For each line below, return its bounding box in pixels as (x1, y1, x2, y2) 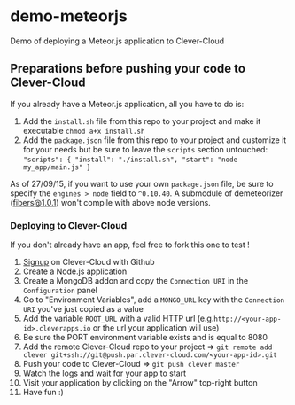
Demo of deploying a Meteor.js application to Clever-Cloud (10, 35, 225, 46)
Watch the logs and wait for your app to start (22, 368, 187, 378)
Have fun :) (22, 387, 65, 398)
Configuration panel (22, 285, 98, 296)
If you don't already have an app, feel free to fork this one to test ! (10, 239, 251, 250)
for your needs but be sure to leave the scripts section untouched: (22, 144, 268, 154)
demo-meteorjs (10, 6, 128, 27)
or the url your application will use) (92, 323, 220, 333)
